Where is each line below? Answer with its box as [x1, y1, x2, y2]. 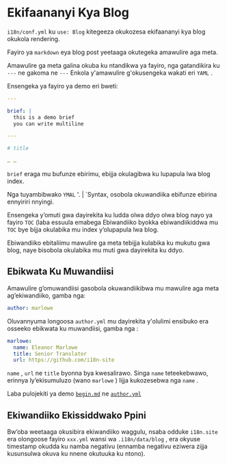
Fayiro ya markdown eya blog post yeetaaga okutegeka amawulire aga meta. [7, 48, 218, 56]
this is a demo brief [13, 114, 75, 121]
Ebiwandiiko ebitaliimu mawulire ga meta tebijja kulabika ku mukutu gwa [7, 239, 211, 247]
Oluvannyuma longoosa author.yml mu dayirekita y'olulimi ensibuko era [7, 317, 209, 325]
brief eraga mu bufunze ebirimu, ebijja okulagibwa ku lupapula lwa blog [7, 170, 211, 178]
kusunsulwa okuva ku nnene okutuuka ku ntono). [7, 450, 146, 458]
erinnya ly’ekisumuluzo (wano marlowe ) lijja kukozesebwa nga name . [7, 376, 199, 384]
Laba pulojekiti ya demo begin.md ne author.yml [7, 389, 142, 398]
